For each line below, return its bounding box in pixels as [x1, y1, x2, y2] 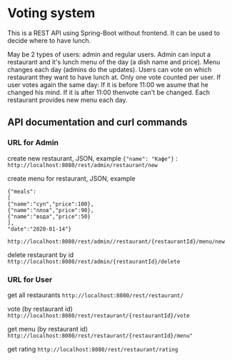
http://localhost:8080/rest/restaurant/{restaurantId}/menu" [7, 332, 193, 339]
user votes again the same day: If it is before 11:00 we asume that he [7, 80, 208, 89]
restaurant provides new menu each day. [7, 95, 128, 104]
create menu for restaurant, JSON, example [7, 174, 136, 183]
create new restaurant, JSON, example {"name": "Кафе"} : [7, 154, 178, 162]
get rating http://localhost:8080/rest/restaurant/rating [7, 344, 178, 353]
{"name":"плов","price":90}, [7, 206, 94, 214]
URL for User [7, 274, 53, 284]
